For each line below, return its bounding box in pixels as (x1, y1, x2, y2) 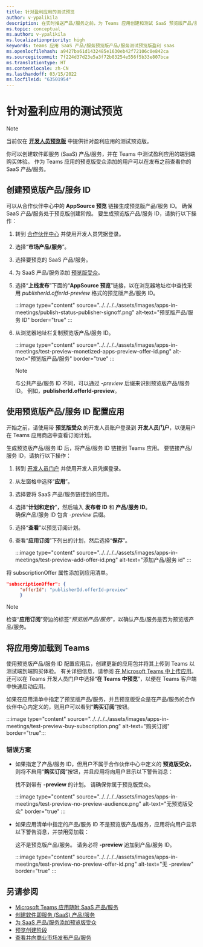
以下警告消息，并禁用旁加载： (14, 828, 89, 835)
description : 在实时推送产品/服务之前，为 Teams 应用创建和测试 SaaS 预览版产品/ (6, 20, 195, 26)
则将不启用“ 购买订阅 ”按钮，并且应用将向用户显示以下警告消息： (14, 768, 174, 775)
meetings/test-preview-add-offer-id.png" (14, 556, 118, 563)
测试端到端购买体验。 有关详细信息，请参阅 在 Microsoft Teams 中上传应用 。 (6, 668, 197, 675)
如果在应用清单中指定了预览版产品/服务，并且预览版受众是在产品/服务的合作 (6, 695, 196, 703)
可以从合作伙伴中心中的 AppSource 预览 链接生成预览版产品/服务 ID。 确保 (6, 202, 193, 209)
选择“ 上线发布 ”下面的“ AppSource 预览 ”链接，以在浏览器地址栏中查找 (14, 281, 187, 289)
